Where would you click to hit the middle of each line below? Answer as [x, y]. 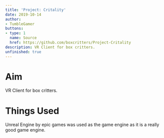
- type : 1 [16, 33]
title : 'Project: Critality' [36, 10]
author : [13, 19]
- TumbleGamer [20, 24]
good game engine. [25, 130]
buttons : [14, 29]
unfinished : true [23, 52]
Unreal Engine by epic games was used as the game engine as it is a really [82, 125]
